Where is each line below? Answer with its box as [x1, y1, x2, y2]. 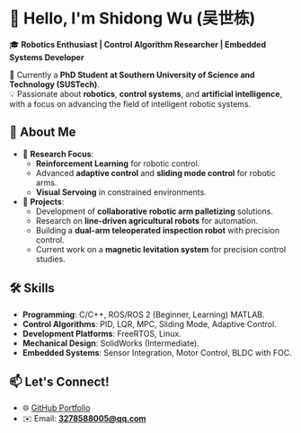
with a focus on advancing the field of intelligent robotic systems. [9, 98, 252, 109]
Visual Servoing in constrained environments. [35, 186, 207, 198]
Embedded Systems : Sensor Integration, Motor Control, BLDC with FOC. [22, 347, 292, 358]
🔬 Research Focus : [22, 148, 94, 159]
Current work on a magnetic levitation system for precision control [35, 243, 287, 254]
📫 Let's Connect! [9, 374, 110, 389]
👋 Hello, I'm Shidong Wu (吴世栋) [9, 8, 256, 29]
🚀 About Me [9, 125, 76, 140]
